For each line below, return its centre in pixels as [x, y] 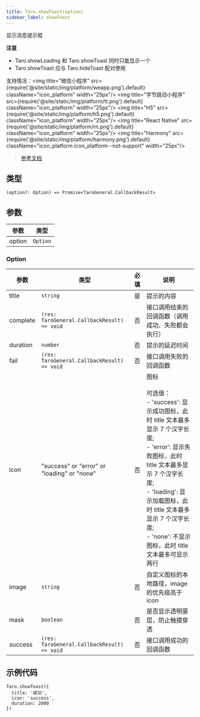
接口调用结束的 [168, 307]
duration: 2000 [30, 704]
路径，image [170, 584]
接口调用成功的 [168, 641]
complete [22, 320]
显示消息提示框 [24, 35]
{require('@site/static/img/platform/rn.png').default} [70, 127]
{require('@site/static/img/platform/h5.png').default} [71, 114]
